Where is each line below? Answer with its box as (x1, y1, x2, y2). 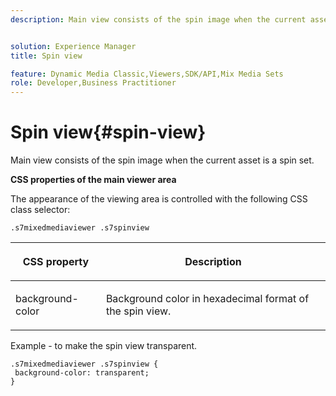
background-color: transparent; (14, 368, 150, 378)
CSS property (22, 255, 90, 269)
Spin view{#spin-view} (10, 121, 207, 144)
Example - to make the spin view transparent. (10, 340, 198, 352)
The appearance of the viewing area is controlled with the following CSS (10, 193, 308, 205)
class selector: (10, 204, 71, 216)
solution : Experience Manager (10, 41, 137, 51)
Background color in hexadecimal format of (105, 292, 310, 306)
